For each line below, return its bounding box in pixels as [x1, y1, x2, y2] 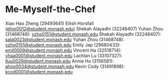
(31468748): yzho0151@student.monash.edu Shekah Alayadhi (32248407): [5, 31, 161, 37]
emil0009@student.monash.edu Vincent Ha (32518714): [5, 47, 122, 53]
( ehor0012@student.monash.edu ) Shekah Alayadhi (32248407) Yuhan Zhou [5, 25, 163, 31]
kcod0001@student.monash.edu [5, 68, 73, 74]
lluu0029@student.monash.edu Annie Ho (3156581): [5, 58, 114, 64]
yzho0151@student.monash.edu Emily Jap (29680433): [5, 42, 121, 48]
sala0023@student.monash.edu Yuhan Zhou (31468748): [5, 36, 125, 43]
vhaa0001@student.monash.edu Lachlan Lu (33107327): [5, 52, 123, 59]
